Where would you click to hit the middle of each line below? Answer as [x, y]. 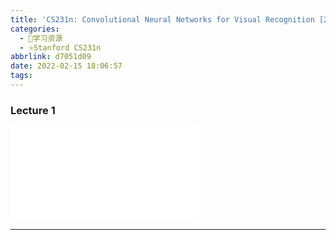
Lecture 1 [33, 110]
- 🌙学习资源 [41, 38]
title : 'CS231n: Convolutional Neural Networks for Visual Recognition [162, 19]
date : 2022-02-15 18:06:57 [66, 66]
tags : [21, 76]
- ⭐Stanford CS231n [60, 47]
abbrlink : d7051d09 [51, 57]
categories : [35, 29]
